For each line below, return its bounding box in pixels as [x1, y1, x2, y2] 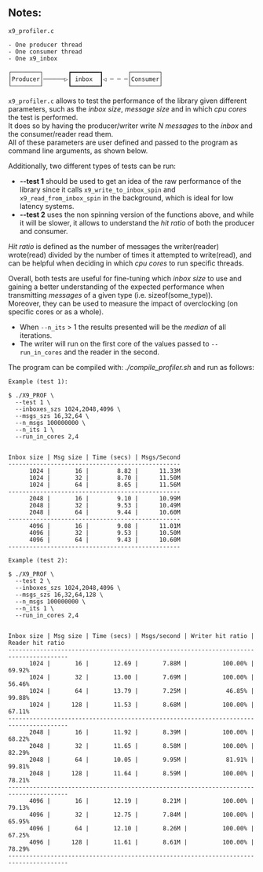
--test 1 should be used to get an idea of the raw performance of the [19, 176, 242, 185]
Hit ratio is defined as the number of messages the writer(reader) [8, 241, 220, 251]
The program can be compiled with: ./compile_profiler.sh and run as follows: [8, 362, 255, 372]
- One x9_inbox [8, 54, 58, 62]
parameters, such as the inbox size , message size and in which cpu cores [8, 104, 247, 113]
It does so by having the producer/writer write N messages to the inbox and [8, 121, 253, 130]
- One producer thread [8, 41, 82, 49]
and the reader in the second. [64, 347, 159, 357]
